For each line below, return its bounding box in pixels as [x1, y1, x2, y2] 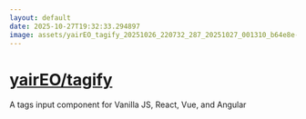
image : [9, 30, 35, 39]
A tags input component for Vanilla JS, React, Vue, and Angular [9, 99, 247, 110]
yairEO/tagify [9, 69, 113, 90]
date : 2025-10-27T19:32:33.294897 [9, 22, 141, 31]
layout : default [9, 13, 71, 23]
